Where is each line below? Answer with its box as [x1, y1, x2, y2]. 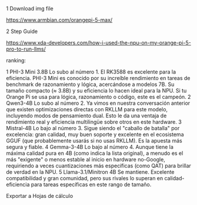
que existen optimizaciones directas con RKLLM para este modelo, [6, 106, 168, 113]
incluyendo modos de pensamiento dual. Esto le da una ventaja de [6, 112, 167, 119]
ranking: [6, 57, 26, 64]
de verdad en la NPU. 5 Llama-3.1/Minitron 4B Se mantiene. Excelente [6, 168, 175, 176]
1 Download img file [6, 5, 54, 12]
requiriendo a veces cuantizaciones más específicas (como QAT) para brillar [6, 162, 191, 169]
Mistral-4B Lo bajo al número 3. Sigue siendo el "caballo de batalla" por [6, 125, 180, 131]
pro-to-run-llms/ [6, 45, 46, 52]
